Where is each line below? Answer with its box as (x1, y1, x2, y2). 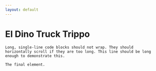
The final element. (5, 62, 45, 67)
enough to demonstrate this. (5, 53, 65, 58)
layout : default (5, 7, 39, 12)
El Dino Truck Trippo (5, 28, 90, 39)
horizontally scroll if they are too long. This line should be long (5, 49, 152, 54)
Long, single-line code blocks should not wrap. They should (5, 45, 134, 50)
